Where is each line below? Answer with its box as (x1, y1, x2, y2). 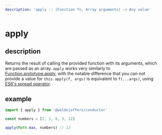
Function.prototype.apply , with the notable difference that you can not (5, 70, 145, 76)
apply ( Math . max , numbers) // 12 (5, 125, 71, 130)
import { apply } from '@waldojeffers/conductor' (5, 108, 108, 113)
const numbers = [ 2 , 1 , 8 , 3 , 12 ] (5, 117, 75, 121)
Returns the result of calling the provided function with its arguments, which (5, 60, 157, 66)
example (5, 95, 32, 103)
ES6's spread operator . (5, 81, 51, 86)
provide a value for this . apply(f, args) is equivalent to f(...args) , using (5, 76, 154, 82)
